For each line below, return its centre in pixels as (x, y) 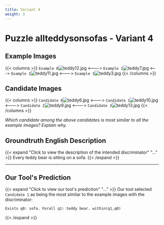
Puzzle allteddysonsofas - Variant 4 (79, 38)
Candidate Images (33, 88)
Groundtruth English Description (56, 140)
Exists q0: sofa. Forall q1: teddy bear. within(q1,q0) (63, 208)
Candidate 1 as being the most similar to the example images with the (75, 194)
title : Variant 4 (23, 10)
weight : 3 (15, 14)
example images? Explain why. (36, 125)
